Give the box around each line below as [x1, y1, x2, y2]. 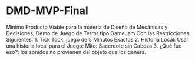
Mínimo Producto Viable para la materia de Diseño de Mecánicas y [6, 23, 168, 30]
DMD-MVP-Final [6, 4, 88, 18]
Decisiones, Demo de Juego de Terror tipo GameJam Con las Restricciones [6, 29, 190, 36]
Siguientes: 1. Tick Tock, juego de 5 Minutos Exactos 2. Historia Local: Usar [6, 36, 189, 43]
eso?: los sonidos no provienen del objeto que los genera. [6, 48, 147, 55]
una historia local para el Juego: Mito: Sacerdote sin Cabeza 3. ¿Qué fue [6, 42, 182, 49]
